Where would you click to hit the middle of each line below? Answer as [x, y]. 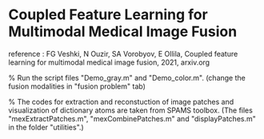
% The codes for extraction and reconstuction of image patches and [121, 101]
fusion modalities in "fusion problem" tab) [77, 86]
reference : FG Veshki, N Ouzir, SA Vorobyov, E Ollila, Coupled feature [123, 54]
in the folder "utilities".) [46, 127]
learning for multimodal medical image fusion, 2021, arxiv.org [109, 62]
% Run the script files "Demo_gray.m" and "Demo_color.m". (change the [127, 77]
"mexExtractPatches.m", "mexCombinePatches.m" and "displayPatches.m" [132, 118]
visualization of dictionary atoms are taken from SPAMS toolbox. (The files [131, 110]
